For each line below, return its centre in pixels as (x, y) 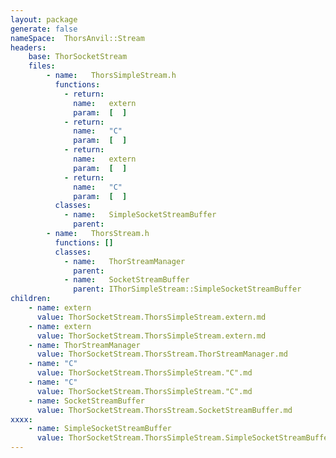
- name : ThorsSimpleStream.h (111, 76)
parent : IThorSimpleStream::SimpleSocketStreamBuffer (187, 289)
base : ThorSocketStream (78, 57)
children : (31, 299)
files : (42, 66)
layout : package (44, 19)
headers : (28, 47)
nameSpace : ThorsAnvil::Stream (77, 38)
